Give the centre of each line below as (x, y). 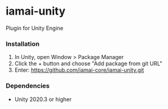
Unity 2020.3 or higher (43, 99)
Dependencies (28, 86)
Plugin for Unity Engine (35, 28)
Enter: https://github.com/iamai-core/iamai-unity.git (79, 70)
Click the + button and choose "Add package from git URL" (88, 64)
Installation (23, 44)
